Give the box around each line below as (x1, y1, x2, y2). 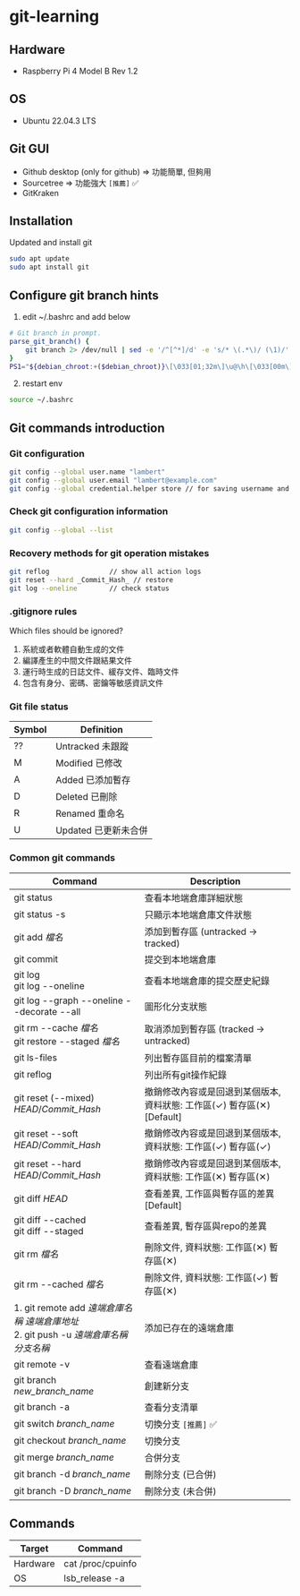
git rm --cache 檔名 (13, 1021, 99, 1034)
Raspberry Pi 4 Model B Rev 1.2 (21, 65, 138, 76)
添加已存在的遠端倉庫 (144, 1321, 235, 1334)
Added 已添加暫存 (54, 774, 131, 786)
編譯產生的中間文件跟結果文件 (21, 655, 132, 665)
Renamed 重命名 (54, 808, 125, 820)
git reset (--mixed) (13, 1091, 96, 1103)
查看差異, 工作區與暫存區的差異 (144, 1187, 275, 1199)
